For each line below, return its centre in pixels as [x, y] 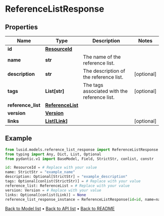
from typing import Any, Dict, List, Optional [53, 154]
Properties [21, 27]
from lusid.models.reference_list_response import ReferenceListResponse [82, 150]
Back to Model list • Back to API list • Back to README [60, 209]
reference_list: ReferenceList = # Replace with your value [68, 186]
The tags [93, 85]
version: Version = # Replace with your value [53, 190]
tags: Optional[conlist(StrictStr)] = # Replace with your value [73, 181]
